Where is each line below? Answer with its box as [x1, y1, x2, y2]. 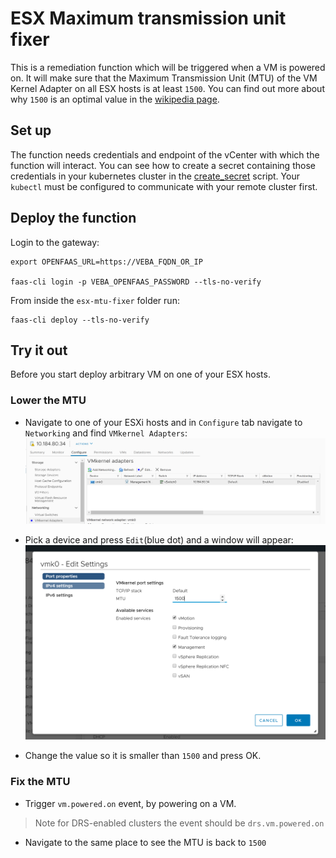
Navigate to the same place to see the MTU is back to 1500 [24, 836, 267, 848]
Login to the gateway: [10, 236, 100, 248]
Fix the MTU [10, 775, 71, 789]
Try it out [10, 342, 68, 359]
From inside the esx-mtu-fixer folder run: [10, 294, 180, 306]
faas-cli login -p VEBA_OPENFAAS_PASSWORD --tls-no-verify [10, 277, 262, 287]
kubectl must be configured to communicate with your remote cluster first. [10, 180, 318, 192]
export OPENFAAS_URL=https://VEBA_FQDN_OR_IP [10, 257, 203, 267]
